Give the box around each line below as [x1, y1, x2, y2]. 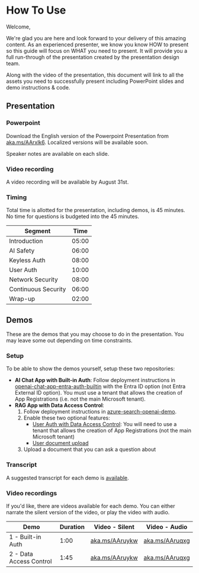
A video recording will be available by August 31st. [6, 178, 129, 185]
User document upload [32, 440, 89, 447]
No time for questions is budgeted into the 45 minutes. [6, 213, 139, 220]
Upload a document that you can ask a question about [23, 446, 156, 453]
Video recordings [6, 489, 57, 497]
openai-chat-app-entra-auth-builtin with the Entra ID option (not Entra [14, 383, 186, 390]
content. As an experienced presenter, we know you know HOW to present [6, 41, 189, 48]
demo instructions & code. [6, 84, 70, 91]
